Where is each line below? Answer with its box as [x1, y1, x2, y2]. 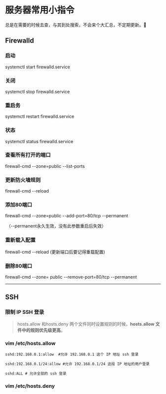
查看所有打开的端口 [5, 151, 51, 158]
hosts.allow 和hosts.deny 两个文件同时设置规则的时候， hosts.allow [17, 321, 155, 327]
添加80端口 [5, 201, 33, 208]
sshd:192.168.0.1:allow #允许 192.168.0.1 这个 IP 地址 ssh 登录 [5, 352, 139, 357]
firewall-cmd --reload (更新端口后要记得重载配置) [5, 248, 105, 255]
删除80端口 [5, 262, 33, 269]
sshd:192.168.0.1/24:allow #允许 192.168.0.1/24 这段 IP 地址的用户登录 [5, 361, 150, 366]
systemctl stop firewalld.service [5, 89, 70, 95]
